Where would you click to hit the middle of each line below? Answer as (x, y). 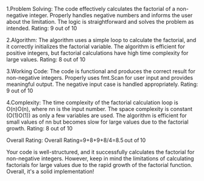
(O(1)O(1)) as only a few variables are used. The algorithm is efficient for (97, 115)
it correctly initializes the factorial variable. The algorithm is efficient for (96, 46)
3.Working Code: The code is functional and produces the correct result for (101, 71)
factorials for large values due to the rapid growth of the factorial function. (100, 165)
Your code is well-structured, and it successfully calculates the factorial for (100, 152)
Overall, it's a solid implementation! (50, 171)
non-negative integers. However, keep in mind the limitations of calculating (100, 158)
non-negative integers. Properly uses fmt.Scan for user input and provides (100, 78)
